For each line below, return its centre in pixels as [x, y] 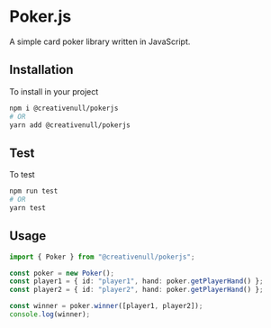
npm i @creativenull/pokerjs [64, 108]
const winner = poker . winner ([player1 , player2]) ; [106, 306]
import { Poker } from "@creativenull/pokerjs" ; [102, 257]
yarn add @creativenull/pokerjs [70, 125]
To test [22, 175]
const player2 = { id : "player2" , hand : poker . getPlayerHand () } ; [136, 290]
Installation [41, 70]
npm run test [34, 191]
